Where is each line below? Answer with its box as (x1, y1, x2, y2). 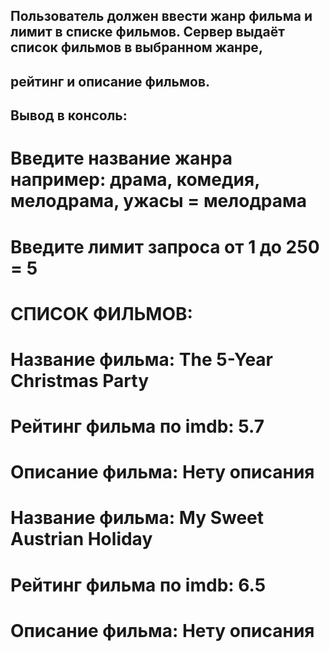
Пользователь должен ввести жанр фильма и (10, 8, 313, 25)
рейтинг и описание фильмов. (10, 73, 211, 90)
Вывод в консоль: (10, 107, 128, 124)
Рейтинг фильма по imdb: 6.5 (10, 574, 267, 596)
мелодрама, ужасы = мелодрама (10, 190, 308, 213)
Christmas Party (10, 369, 150, 392)
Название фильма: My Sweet (10, 507, 265, 529)
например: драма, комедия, (10, 169, 260, 191)
